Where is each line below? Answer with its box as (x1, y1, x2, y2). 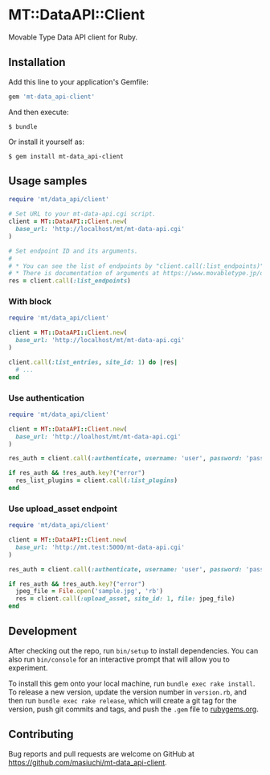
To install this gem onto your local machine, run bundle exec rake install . (8, 678, 256, 688)
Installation (8, 56, 66, 69)
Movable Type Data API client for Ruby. (8, 32, 138, 42)
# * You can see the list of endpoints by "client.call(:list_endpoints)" (8, 262, 264, 270)
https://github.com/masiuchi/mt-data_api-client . (8, 757, 167, 767)
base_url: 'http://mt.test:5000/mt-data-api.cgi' (15, 543, 185, 551)
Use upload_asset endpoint (8, 503, 118, 514)
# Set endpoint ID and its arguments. (8, 247, 138, 255)
